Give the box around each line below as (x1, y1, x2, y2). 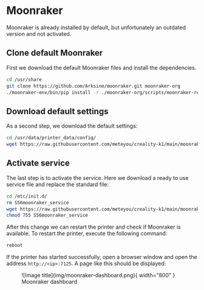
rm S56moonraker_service (6, 199, 69, 205)
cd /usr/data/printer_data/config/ (6, 135, 97, 141)
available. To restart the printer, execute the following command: (6, 230, 168, 237)
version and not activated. (6, 30, 72, 37)
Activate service (6, 158, 70, 168)
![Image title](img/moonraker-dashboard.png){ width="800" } (21, 272, 175, 279)
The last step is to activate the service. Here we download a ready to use (6, 174, 189, 181)
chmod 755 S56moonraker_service (6, 212, 88, 219)
